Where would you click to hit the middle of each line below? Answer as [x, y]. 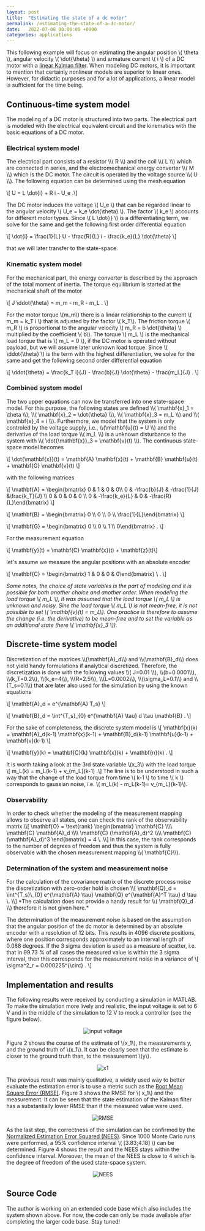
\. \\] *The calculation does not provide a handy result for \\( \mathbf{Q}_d [100, 902]
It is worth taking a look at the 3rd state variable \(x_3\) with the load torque [101, 764]
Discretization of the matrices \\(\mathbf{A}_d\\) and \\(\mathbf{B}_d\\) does [102, 659]
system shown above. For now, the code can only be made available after [99, 1215]
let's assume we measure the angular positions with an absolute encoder [99, 562]
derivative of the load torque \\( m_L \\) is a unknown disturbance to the [96, 434]
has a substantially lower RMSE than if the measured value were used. [95, 1106]
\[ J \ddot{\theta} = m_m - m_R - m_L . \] [57, 302]
